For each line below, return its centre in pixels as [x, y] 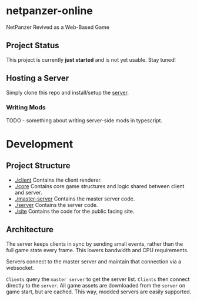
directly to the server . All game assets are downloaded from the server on [96, 285]
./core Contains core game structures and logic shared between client [99, 186]
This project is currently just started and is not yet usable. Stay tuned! [91, 59]
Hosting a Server [38, 78]
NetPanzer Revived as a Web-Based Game [58, 27]
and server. [28, 192]
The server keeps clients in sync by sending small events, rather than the [95, 244]
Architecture [30, 230]
